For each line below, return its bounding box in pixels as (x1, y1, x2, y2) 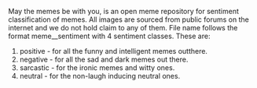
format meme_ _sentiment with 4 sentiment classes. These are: (8, 31, 211, 40)
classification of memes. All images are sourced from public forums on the (8, 15, 249, 24)
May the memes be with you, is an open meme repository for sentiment (8, 7, 240, 16)
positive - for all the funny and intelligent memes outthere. (19, 47, 208, 55)
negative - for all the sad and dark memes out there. (19, 55, 189, 64)
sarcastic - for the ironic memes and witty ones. (19, 63, 175, 72)
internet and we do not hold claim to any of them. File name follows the (8, 23, 238, 32)
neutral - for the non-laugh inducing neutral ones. (19, 72, 181, 80)
